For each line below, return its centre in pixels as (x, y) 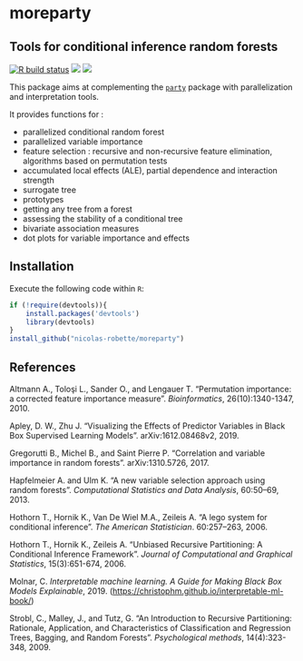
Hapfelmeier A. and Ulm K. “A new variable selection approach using (137, 480)
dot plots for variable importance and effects (106, 238)
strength (38, 180)
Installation (42, 266)
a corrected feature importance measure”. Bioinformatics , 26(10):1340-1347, (152, 399)
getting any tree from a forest (78, 209)
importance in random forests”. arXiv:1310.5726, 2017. (110, 463)
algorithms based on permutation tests (95, 161)
